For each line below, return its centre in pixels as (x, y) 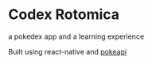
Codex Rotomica (64, 15)
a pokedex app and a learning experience (76, 36)
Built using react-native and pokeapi (68, 51)
